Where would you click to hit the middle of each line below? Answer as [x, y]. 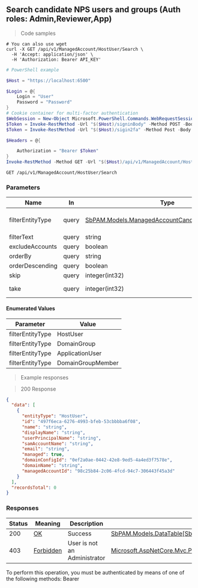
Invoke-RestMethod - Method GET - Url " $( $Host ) [64, 162]
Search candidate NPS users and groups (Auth [93, 10]
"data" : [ [23, 405]
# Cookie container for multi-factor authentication [72, 113]
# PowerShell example [33, 70]
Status [19, 524]
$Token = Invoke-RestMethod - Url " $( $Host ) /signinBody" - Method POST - [96, 124]
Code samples [38, 33]
